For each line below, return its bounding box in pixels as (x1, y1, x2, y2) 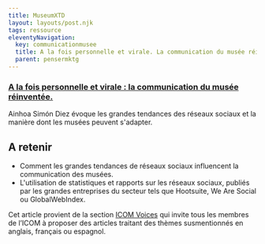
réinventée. (8, 91, 54, 102)
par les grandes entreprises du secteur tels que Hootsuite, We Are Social (19, 186, 256, 195)
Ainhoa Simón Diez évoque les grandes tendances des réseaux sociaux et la (8, 109, 256, 119)
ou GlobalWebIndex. (19, 194, 86, 204)
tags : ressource (8, 26, 62, 34)
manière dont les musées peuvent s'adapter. (8, 117, 153, 127)
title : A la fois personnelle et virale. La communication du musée (15, 48, 245, 56)
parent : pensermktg (15, 56, 80, 64)
